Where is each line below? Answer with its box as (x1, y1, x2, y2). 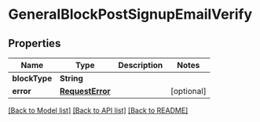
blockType (12, 73, 53, 84)
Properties (8, 37, 61, 50)
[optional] (170, 86, 207, 96)
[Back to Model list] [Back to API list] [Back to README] (8, 106, 189, 115)
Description (118, 60, 163, 70)
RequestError (59, 86, 112, 96)
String (59, 73, 84, 84)
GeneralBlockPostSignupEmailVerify (8, 5, 253, 23)
